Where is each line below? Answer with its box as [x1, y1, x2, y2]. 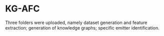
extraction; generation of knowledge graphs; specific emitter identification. [5, 24, 159, 30]
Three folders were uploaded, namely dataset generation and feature [5, 19, 147, 25]
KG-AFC [5, 3, 40, 14]
